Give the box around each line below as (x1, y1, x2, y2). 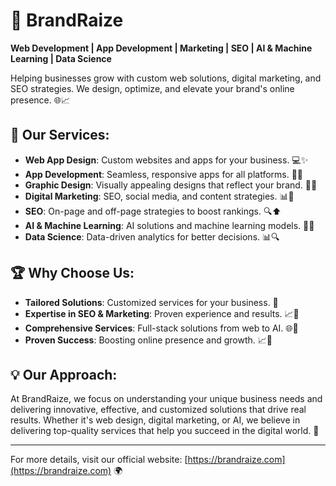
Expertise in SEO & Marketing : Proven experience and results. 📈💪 (24, 307, 300, 319)
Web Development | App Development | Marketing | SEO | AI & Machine (10, 42, 313, 54)
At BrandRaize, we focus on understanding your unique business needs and (10, 393, 323, 405)
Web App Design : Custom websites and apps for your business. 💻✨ (24, 154, 309, 166)
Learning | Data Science (10, 52, 112, 64)
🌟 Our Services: (10, 127, 110, 144)
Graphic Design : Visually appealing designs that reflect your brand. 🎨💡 (24, 179, 318, 191)
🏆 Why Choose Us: (10, 265, 135, 282)
